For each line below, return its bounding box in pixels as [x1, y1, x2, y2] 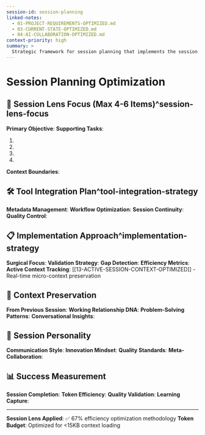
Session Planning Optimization [6, 74, 166, 88]
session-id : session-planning [6, 9, 84, 15]
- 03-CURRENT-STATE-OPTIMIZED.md [12, 26, 97, 32]
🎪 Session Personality [6, 330, 92, 340]
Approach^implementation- [79, 230, 187, 241]
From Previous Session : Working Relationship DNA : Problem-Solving [6, 306, 185, 314]
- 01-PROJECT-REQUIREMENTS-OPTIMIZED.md [12, 20, 116, 26]
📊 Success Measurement [6, 372, 106, 382]
